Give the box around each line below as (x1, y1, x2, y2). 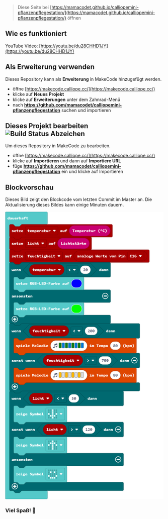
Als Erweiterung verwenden (5, 63, 95, 71)
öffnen (67, 15, 81, 21)
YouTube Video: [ (5, 43, 41, 49)
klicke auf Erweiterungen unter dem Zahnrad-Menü (12, 96, 121, 102)
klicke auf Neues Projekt (12, 91, 64, 97)
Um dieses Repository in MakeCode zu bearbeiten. (5, 143, 111, 149)
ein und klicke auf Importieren (61, 168, 123, 175)
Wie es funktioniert (5, 30, 67, 38)
